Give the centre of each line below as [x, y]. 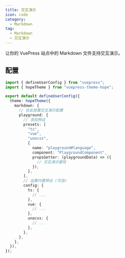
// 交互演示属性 [52, 162]
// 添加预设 [34, 120]
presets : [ [35, 124]
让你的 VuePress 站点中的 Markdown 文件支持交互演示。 [64, 53]
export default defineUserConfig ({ [43, 96]
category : [16, 19]
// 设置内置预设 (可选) [45, 181]
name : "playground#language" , [64, 148]
